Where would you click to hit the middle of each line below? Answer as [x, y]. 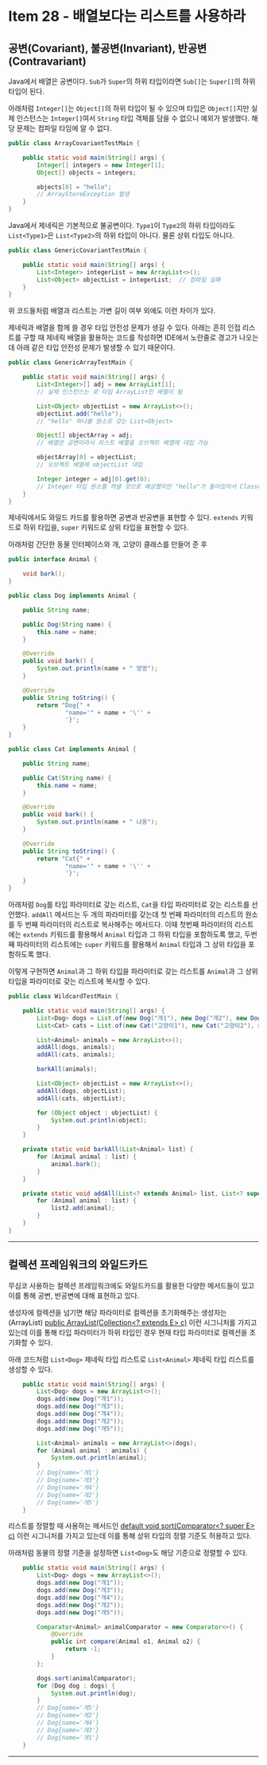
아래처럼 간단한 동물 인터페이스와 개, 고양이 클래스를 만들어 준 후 [108, 544]
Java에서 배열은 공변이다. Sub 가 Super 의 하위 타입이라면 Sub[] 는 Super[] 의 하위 [132, 81]
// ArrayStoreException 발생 [83, 195]
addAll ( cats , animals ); [76, 1055]
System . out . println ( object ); [99, 1120]
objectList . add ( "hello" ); [80, 414]
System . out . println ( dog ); [93, 1693]
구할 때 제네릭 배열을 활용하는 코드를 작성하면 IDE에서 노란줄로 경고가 [130, 338]
